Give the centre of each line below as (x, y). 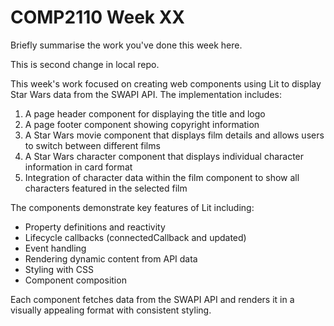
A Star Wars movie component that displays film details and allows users (174, 135)
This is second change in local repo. (85, 64)
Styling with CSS (59, 269)
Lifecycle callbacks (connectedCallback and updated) (135, 237)
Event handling (55, 248)
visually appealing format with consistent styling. (111, 310)
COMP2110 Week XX (98, 17)
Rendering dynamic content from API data (111, 258)
